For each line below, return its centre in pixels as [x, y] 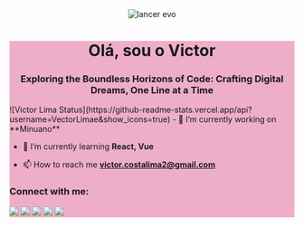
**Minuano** [35, 129]
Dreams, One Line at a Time [152, 90]
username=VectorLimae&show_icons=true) [90, 119]
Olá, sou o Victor [152, 51]
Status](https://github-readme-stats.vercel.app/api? [156, 110]
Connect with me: [49, 192]
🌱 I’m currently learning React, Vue [88, 147]
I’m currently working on [231, 119]
